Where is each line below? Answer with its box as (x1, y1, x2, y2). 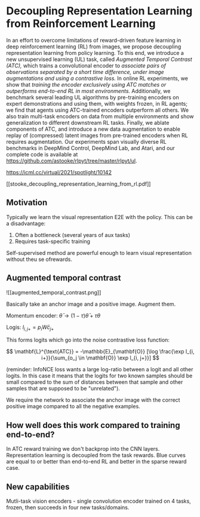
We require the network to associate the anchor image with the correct (6, 396, 180, 404)
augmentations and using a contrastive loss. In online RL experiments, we (6, 75, 188, 82)
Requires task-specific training (14, 238, 91, 245)
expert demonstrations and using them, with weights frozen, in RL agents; (6, 100, 188, 107)
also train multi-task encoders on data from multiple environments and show (6, 112, 194, 120)
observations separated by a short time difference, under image (6, 68, 164, 75)
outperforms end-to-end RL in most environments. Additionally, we (6, 87, 171, 94)
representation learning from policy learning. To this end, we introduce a (6, 49, 184, 56)
